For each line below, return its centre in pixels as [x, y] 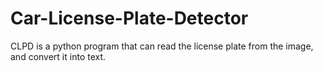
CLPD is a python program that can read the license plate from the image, [162, 46]
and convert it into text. [58, 56]
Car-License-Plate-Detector [129, 18]
